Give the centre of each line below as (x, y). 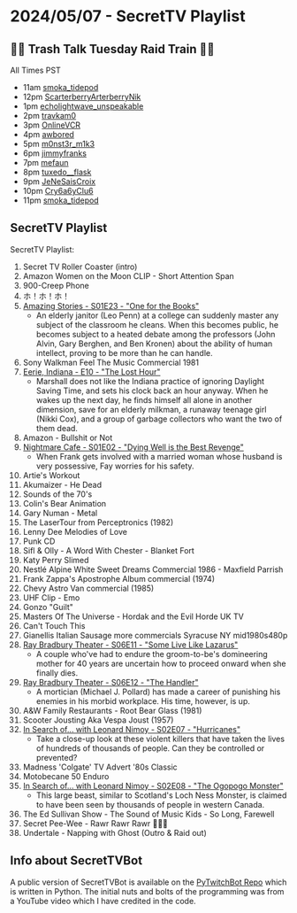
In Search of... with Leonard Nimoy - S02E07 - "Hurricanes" (132, 729)
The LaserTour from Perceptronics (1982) (98, 522)
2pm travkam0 (49, 116)
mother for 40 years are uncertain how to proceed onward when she (161, 663)
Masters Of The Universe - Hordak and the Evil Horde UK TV (133, 616)
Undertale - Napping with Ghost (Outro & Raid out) (114, 832)
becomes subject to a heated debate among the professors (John (156, 334)
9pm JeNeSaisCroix (59, 182)
